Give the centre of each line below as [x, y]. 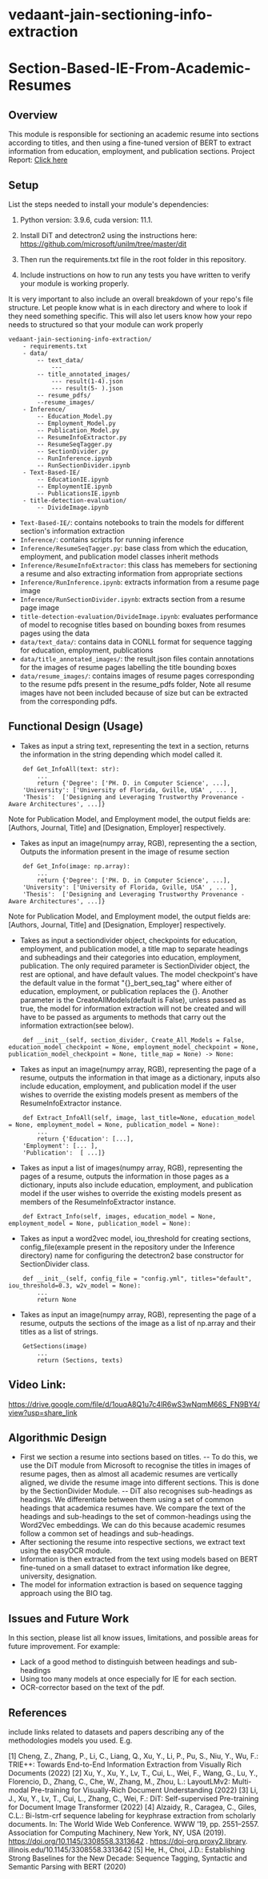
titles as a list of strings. [59, 1331]
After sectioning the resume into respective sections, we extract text [132, 1542]
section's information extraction [72, 531]
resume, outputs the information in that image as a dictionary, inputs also [140, 1077]
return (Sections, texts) [80, 1360]
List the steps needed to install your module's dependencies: [109, 204]
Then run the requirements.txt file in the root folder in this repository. [133, 259]
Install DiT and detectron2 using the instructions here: [108, 235]
